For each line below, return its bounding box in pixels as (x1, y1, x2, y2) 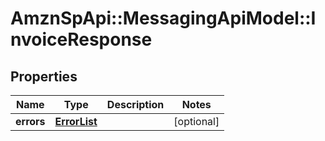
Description (106, 98, 165, 111)
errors (15, 115, 46, 128)
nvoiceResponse (10, 28, 153, 51)
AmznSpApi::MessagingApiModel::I (10, 7, 317, 30)
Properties (10, 68, 78, 85)
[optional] (173, 115, 220, 128)
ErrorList (54, 115, 98, 128)
